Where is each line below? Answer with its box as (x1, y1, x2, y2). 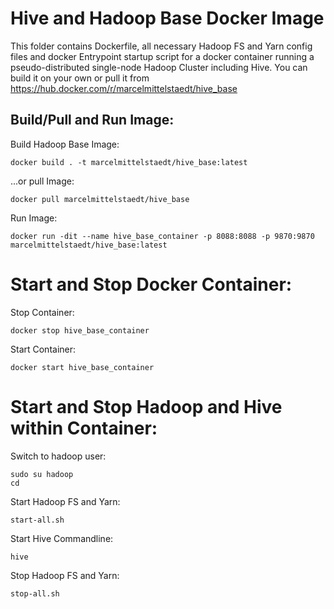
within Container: (10, 417, 158, 439)
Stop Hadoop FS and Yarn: (10, 569, 120, 581)
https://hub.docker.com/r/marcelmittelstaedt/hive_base (10, 82, 238, 94)
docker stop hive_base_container (10, 325, 150, 336)
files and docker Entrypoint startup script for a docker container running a (10, 50, 315, 62)
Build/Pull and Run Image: (10, 112, 175, 129)
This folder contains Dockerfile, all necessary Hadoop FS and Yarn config (10, 40, 313, 52)
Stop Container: (10, 306, 75, 318)
